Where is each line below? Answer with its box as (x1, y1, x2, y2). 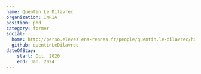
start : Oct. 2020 (17, 53, 60, 59)
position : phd (6, 20, 42, 26)
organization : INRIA (6, 14, 58, 20)
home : (11, 36, 26, 42)
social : (6, 31, 26, 37)
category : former (6, 25, 50, 32)
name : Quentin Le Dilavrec (6, 8, 74, 15)
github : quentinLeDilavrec (11, 42, 79, 48)
